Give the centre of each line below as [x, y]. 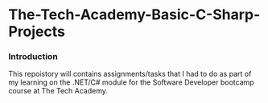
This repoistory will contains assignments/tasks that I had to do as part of [130, 74]
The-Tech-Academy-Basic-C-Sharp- [134, 15]
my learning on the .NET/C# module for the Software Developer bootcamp [132, 82]
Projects [37, 32]
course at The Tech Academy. [58, 91]
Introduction [33, 57]
